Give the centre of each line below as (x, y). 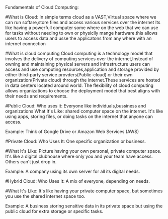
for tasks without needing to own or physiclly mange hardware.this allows (81, 33)
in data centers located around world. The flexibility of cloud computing (79, 85)
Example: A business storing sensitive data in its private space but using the (84, 206)
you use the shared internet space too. (45, 196)
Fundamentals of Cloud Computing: (42, 7)
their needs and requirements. (36, 96)
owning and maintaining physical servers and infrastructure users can (77, 64)
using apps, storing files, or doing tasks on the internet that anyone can (79, 117)
